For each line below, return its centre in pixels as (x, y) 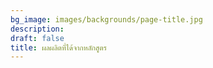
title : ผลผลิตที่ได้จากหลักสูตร (59, 47)
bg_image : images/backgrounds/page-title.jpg (106, 19)
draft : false (37, 38)
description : (37, 29)
